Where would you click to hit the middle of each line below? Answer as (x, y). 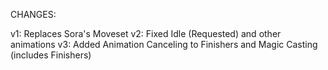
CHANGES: (33, 14)
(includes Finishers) (51, 55)
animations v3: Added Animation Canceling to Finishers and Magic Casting (164, 44)
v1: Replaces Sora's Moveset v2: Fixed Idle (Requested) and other (146, 33)
